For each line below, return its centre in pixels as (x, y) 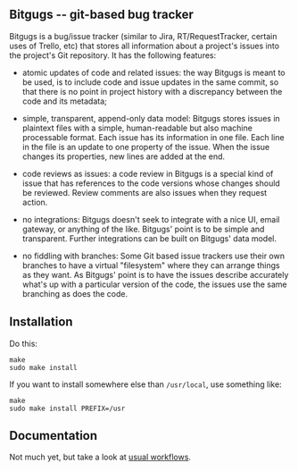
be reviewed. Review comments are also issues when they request (145, 192)
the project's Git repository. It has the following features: (113, 55)
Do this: (24, 343)
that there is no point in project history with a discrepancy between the (152, 91)
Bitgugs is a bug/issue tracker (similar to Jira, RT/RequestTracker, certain (143, 36)
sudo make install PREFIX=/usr (67, 408)
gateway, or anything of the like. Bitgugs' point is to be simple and (143, 229)
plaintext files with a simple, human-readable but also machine (137, 128)
